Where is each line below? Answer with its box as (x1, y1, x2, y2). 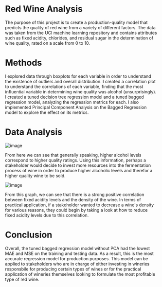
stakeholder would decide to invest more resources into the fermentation (5, 162, 151, 168)
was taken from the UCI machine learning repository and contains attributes (5, 30, 157, 36)
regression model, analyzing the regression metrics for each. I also (5, 99, 139, 105)
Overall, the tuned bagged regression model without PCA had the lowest (5, 245, 150, 251)
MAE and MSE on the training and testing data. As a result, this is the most (5, 251, 154, 256)
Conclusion (5, 230, 53, 240)
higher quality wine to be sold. (5, 173, 66, 179)
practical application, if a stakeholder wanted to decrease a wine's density (5, 202, 154, 208)
